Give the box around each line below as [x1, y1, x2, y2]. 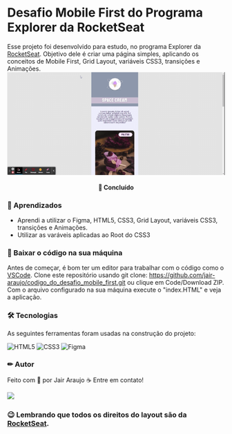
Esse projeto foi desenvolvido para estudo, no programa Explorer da [7, 42, 202, 50]
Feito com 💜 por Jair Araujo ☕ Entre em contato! [7, 375, 144, 384]
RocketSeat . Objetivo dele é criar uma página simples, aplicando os [7, 50, 199, 58]
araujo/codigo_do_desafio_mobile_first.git [7, 279, 126, 287]
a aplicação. [7, 293, 42, 301]
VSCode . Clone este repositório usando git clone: [7, 271, 148, 279]
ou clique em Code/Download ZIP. [126, 279, 224, 287]
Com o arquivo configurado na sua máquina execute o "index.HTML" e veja [7, 285, 222, 294]
